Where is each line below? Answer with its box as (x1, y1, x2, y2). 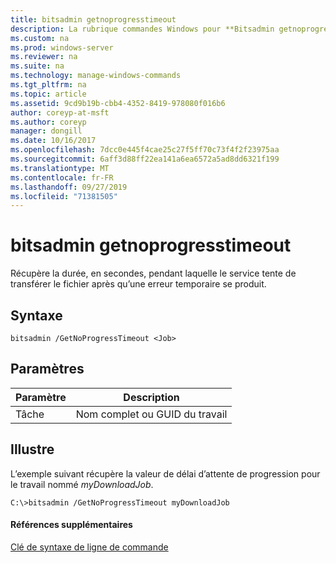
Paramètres (10, 361, 85, 378)
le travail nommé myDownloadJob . (10, 478, 154, 490)
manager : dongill (10, 126, 83, 136)
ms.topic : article (10, 89, 87, 99)
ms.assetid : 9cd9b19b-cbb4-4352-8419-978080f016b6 (10, 98, 226, 108)
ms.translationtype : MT (10, 163, 110, 173)
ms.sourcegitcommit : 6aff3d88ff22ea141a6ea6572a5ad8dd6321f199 (10, 154, 280, 164)
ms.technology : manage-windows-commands (10, 71, 182, 81)
